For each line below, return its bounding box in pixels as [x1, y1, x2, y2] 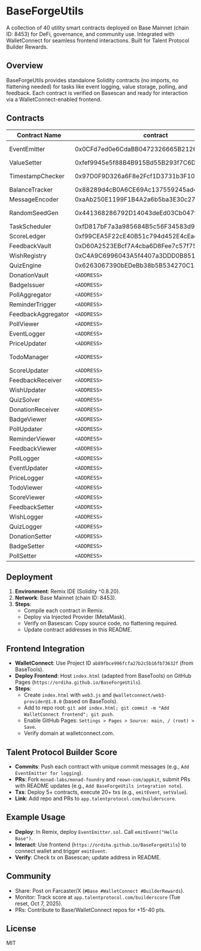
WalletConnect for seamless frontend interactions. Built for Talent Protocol [6, 37, 190, 44]
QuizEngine [9, 261, 42, 270]
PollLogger [9, 454, 40, 462]
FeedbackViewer [9, 444, 57, 453]
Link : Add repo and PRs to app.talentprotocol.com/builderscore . [14, 795, 176, 802]
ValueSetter [9, 158, 42, 166]
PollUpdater [9, 424, 43, 433]
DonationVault [9, 271, 49, 279]
